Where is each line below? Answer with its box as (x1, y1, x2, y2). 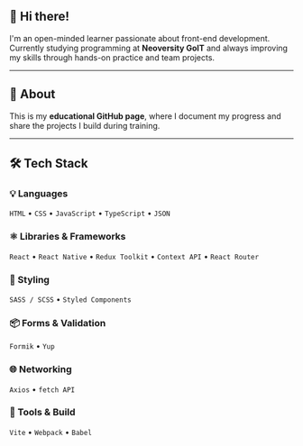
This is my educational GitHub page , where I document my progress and (9, 110, 281, 122)
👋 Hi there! (9, 9, 70, 24)
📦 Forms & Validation (9, 316, 106, 329)
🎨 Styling (9, 273, 50, 286)
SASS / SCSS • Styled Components (9, 294, 133, 305)
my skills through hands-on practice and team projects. (9, 51, 215, 63)
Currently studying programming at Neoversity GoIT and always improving (9, 42, 289, 53)
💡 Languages (9, 187, 69, 199)
